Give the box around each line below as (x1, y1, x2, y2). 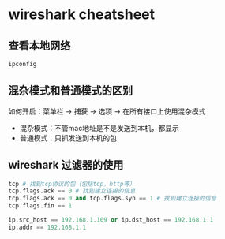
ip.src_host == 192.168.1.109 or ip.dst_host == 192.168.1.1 (8, 216, 214, 224)
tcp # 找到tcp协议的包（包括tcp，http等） (8, 180, 136, 188)
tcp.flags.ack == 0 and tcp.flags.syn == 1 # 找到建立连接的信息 (8, 195, 217, 203)
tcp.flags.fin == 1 (8, 202, 73, 210)
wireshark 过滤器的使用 (8, 159, 124, 172)
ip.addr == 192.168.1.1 (8, 223, 87, 231)
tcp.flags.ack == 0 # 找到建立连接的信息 (8, 187, 136, 195)
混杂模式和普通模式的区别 (8, 84, 133, 98)
